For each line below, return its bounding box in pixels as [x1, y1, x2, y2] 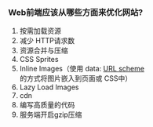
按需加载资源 [19, 26, 61, 36]
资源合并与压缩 [19, 45, 68, 56]
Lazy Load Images [19, 82, 79, 92]
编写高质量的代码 [19, 100, 75, 110]
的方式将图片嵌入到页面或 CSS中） [19, 74, 132, 83]
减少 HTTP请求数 [19, 36, 75, 45]
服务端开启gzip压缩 [19, 110, 82, 119]
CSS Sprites [19, 55, 59, 64]
